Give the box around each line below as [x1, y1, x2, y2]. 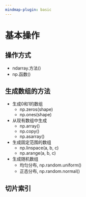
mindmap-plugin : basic [5, 7, 52, 12]
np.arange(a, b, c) [19, 150, 56, 156]
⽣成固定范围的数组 [12, 139, 52, 145]
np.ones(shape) [19, 112, 52, 118]
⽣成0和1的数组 [12, 101, 43, 107]
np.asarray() [19, 133, 45, 139]
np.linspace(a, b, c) [19, 145, 59, 151]
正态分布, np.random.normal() [19, 168, 80, 174]
